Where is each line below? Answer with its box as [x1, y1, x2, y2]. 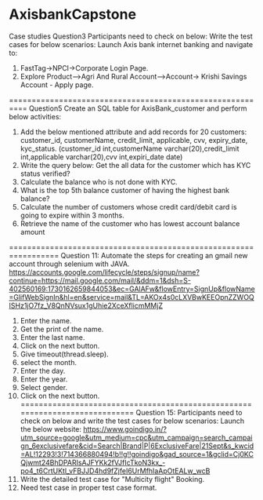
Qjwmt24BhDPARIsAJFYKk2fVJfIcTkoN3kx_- [20, 458, 166, 467]
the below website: [20, 424, 81, 433]
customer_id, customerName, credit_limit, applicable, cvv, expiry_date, [20, 135, 248, 144]
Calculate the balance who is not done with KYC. [20, 177, 178, 186]
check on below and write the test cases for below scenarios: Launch [20, 416, 245, 425]
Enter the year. [20, 374, 68, 384]
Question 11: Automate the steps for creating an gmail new [60, 250, 249, 260]
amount [20, 227, 45, 236]
